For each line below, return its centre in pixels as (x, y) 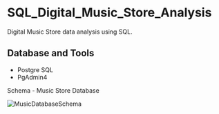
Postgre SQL (35, 69)
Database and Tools (51, 53)
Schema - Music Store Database (54, 90)
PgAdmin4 (32, 77)
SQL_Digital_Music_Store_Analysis (109, 13)
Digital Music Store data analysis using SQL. (70, 32)
